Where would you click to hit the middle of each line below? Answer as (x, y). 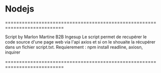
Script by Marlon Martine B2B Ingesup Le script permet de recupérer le (76, 37)
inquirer (13, 52)
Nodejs (20, 9)
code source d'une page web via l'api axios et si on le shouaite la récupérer (80, 42)
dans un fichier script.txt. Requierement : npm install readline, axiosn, (74, 47)
